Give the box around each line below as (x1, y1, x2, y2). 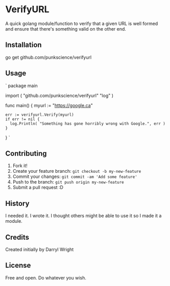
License (5, 261, 31, 270)
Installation (5, 41, 42, 49)
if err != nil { (5, 116, 40, 122)
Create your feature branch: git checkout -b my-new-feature (12, 168, 141, 174)
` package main (5, 83, 38, 89)
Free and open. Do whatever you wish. (5, 274, 87, 281)
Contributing (5, 149, 47, 158)
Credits (5, 233, 30, 242)
